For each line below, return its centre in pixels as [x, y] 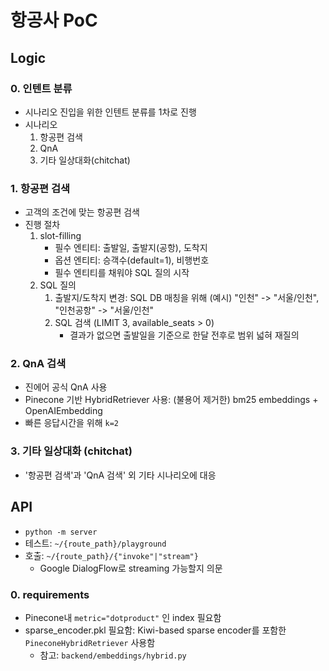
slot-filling [60, 236]
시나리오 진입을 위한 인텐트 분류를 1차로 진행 [110, 112]
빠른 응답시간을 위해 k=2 [72, 423]
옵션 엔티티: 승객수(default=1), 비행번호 [132, 260]
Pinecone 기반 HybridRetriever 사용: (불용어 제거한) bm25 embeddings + [171, 400]
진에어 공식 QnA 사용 [66, 387]
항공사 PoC [54, 20]
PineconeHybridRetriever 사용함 [90, 642]
